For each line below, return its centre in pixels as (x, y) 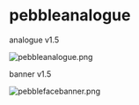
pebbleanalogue (70, 15)
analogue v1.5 (34, 40)
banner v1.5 (30, 74)
